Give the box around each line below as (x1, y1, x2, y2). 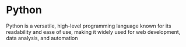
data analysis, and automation (6, 34, 78, 41)
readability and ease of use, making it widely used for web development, (6, 28, 181, 35)
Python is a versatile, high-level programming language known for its (6, 22, 171, 29)
